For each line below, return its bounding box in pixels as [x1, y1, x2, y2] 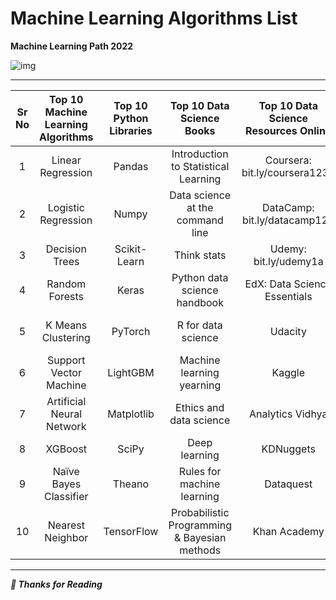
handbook [176, 295, 224, 309]
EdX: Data [244, 277, 292, 291]
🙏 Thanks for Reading [10, 578, 103, 590]
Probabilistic [170, 505, 230, 519]
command [176, 213, 224, 227]
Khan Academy [252, 524, 325, 538]
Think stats [173, 248, 227, 262]
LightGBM [107, 365, 155, 379]
